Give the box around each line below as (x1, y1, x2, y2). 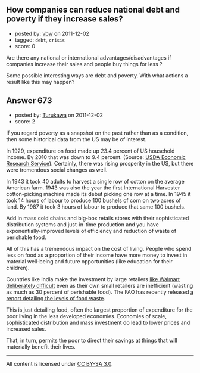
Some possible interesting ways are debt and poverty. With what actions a (6, 72, 189, 79)
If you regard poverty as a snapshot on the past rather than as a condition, (6, 129, 189, 136)
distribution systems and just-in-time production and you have (6, 220, 159, 228)
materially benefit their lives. (6, 343, 76, 350)
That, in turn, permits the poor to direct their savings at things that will (6, 337, 177, 344)
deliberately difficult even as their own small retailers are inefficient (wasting (6, 282, 193, 289)
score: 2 (14, 117, 36, 125)
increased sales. (6, 325, 46, 332)
